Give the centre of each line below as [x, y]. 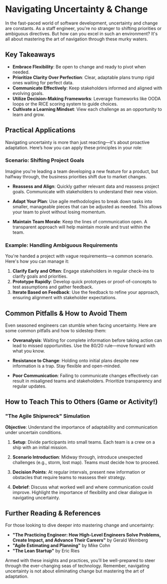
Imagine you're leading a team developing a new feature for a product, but [82, 171]
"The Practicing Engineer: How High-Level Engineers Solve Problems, [86, 535]
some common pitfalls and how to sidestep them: [56, 330]
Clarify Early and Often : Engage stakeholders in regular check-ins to [83, 271]
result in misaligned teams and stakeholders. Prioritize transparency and [87, 381]
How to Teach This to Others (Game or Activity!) [81, 402]
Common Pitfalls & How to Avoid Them [66, 313]
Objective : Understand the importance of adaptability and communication [81, 427]
